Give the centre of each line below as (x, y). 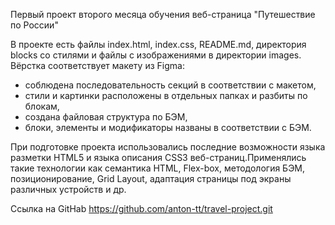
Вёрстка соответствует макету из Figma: (97, 65)
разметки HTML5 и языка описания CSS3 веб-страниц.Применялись (158, 157)
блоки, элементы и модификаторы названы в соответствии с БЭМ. (168, 127)
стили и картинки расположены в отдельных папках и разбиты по (166, 95)
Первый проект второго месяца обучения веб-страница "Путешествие (163, 14)
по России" (34, 25)
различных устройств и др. (68, 189)
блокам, (42, 106)
